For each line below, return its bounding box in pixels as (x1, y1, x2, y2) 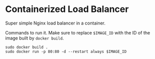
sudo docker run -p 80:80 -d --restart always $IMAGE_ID (5, 49, 127, 54)
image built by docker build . (5, 35, 64, 41)
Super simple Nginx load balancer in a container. (5, 20, 106, 26)
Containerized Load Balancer (5, 3, 129, 15)
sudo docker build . (5, 44, 49, 49)
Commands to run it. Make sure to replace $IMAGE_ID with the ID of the (5, 29, 150, 35)
